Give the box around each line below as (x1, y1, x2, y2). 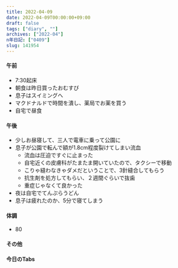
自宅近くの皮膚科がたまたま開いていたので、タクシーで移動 (24, 159, 172, 166)
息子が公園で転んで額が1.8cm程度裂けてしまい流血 (15, 144, 141, 151)
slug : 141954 (6, 43, 39, 49)
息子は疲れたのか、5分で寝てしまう (15, 197, 104, 204)
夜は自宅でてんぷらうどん (15, 189, 79, 197)
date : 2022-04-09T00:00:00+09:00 (6, 15, 91, 21)
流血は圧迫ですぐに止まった (24, 152, 94, 159)
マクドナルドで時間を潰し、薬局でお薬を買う (15, 99, 127, 106)
